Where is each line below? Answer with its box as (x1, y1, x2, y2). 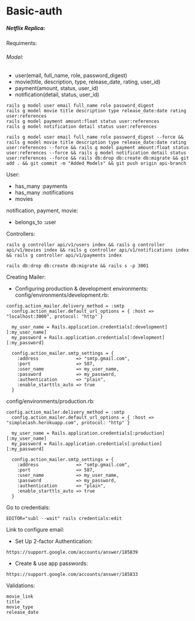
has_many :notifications (14, 189, 74, 196)
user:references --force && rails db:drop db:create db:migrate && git (6, 155, 189, 162)
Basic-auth (6, 4, 63, 18)
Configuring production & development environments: (14, 285, 148, 292)
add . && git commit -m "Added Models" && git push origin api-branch (6, 160, 187, 166)
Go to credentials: (6, 504, 50, 511)
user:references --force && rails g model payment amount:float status (6, 145, 189, 151)
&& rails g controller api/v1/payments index (6, 252, 122, 259)
